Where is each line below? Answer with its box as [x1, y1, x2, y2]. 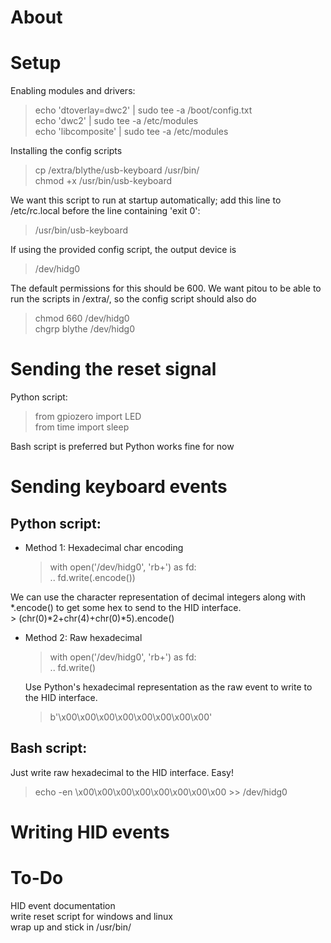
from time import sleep [34, 421, 130, 433]
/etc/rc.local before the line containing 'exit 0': [10, 205, 201, 217]
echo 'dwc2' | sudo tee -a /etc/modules [34, 115, 199, 127]
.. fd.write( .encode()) [49, 572, 136, 584]
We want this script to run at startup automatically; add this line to [10, 194, 282, 206]
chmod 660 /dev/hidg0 [34, 312, 130, 325]
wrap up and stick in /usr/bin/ [10, 921, 132, 933]
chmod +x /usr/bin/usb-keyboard [34, 175, 173, 187]
